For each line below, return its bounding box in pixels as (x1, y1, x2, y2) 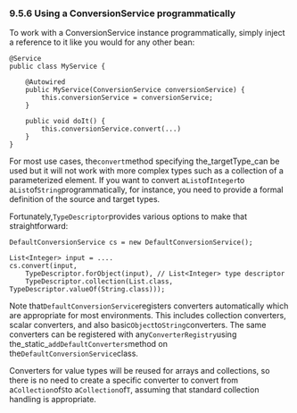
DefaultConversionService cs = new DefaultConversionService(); (9, 238, 253, 248)
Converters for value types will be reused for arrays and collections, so (9, 366, 270, 376)
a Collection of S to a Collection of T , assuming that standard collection (9, 384, 260, 395)
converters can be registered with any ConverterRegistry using (9, 329, 237, 340)
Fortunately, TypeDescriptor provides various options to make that (9, 211, 248, 222)
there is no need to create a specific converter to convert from (9, 375, 239, 386)
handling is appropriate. (9, 394, 96, 405)
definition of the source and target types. (9, 194, 161, 205)
